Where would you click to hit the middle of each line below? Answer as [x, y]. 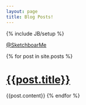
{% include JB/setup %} [35, 33]
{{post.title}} [38, 80]
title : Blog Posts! [30, 17]
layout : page [22, 11]
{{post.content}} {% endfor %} [43, 96]
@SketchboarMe [26, 45]
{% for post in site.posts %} [39, 56]
